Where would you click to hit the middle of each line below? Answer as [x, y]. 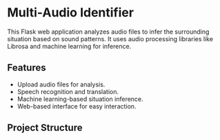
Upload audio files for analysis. [61, 84]
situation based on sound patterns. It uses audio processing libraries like [110, 38]
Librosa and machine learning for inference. [69, 46]
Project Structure [45, 128]
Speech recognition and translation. [68, 91]
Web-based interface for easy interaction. [77, 106]
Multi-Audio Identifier [71, 13]
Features [27, 68]
